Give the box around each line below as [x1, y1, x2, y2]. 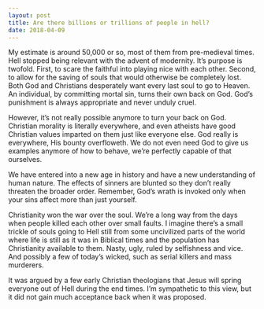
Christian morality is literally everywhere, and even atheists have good [8, 121, 236, 131]
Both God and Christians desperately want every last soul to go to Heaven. [8, 81, 251, 90]
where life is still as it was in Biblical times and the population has [8, 235, 220, 245]
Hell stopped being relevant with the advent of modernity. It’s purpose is [8, 56, 243, 65]
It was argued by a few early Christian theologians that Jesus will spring [8, 276, 242, 285]
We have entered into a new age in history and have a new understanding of [8, 170, 256, 179]
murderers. [8, 260, 45, 270]
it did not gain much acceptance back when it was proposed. [8, 292, 206, 302]
